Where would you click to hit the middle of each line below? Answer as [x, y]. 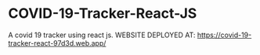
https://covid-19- [224, 35]
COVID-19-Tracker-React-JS [103, 14]
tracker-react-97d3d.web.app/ [57, 43]
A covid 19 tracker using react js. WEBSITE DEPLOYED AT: [102, 35]
